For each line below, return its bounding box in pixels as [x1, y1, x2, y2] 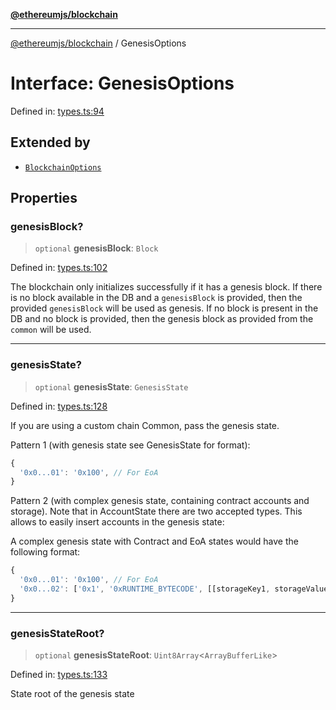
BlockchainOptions [24, 162, 102, 173]
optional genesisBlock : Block [34, 242, 159, 254]
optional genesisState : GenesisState [34, 380, 189, 393]
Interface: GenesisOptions [10, 72, 235, 95]
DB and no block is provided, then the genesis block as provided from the [10, 313, 314, 325]
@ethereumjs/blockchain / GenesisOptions [10, 37, 187, 49]
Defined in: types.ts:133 [10, 669, 108, 681]
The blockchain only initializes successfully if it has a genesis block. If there [10, 281, 323, 293]
